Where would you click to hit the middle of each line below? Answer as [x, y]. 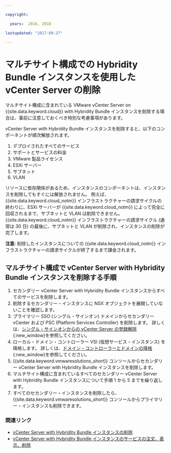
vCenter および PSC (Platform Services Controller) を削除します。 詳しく [89, 322]
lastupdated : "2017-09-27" [34, 33]
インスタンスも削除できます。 [53, 406]
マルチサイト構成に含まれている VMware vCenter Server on [68, 105]
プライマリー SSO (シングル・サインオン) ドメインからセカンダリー [83, 316]
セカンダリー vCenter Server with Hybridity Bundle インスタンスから [84, 291]
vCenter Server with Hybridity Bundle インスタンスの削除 [72, 433]
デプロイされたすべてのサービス [46, 146]
